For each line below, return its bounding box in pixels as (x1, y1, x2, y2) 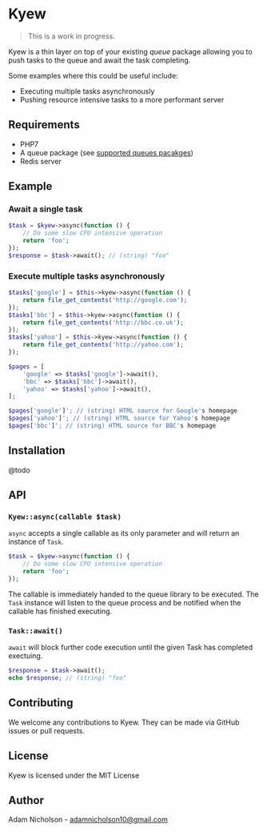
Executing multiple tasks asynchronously (19, 86, 155, 96)
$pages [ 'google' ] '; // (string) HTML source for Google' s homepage (8, 407, 238, 415)
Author (8, 794, 44, 807)
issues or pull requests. (8, 725, 86, 735)
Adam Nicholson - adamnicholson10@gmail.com (8, 814, 168, 825)
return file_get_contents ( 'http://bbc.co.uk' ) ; (22, 318, 184, 327)
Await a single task (8, 203, 83, 215)
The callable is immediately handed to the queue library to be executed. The (8, 589, 259, 599)
